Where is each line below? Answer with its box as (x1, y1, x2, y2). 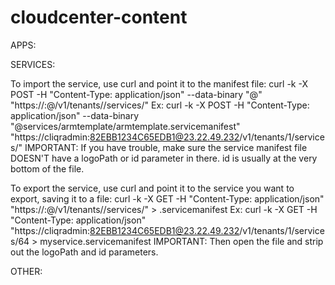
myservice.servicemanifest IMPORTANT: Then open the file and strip (39, 235, 324, 247)
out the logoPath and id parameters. (10, 246, 159, 258)
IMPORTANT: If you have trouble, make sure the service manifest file (24, 141, 308, 153)
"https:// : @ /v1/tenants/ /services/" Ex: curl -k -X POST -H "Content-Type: (10, 99, 310, 111)
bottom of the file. (10, 162, 85, 175)
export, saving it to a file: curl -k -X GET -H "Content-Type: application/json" (10, 192, 325, 205)
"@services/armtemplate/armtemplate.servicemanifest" (10, 120, 241, 132)
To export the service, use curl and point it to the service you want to (10, 182, 295, 194)
